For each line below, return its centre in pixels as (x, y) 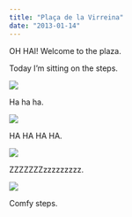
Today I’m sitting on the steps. (64, 68)
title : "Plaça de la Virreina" (66, 17)
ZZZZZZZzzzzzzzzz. (47, 169)
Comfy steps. (33, 203)
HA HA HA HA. (36, 136)
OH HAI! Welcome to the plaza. (65, 50)
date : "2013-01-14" (45, 26)
